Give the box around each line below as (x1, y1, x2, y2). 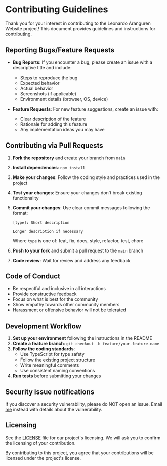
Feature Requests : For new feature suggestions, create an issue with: (12, 105, 158, 112)
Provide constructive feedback (12, 291, 77, 297)
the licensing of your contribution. (5, 440, 76, 446)
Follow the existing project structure (20, 356, 95, 363)
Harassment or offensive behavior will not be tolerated (12, 307, 127, 313)
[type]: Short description (12, 220, 70, 225)
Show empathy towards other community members (12, 302, 120, 308)
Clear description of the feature (20, 116, 86, 122)
